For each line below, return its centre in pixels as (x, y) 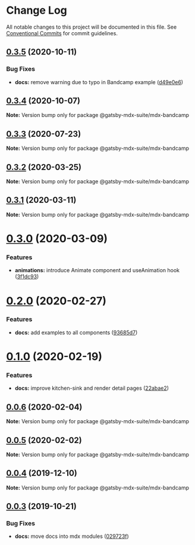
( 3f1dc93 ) (27, 277)
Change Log (37, 10)
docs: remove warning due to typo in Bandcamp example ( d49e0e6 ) (99, 82)
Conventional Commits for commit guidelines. (62, 33)
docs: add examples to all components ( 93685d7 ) (76, 332)
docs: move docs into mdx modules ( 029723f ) (72, 536)
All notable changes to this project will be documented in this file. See (92, 27)
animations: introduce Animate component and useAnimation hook (97, 270)
